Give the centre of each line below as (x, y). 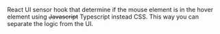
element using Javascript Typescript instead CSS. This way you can (103, 17)
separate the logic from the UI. (50, 24)
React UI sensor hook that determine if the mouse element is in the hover (110, 10)
